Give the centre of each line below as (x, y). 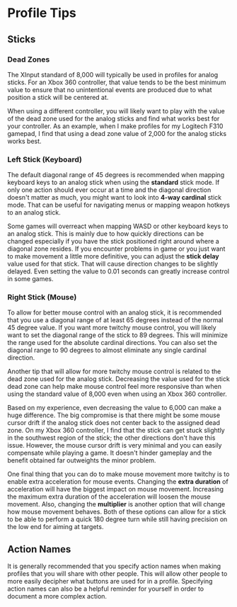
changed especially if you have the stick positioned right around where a (113, 242)
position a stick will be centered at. (58, 97)
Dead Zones (29, 59)
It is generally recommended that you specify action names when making (114, 566)
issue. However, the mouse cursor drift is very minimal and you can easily (115, 446)
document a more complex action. (57, 596)
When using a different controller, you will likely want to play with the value (116, 110)
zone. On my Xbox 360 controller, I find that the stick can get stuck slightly (116, 431)
